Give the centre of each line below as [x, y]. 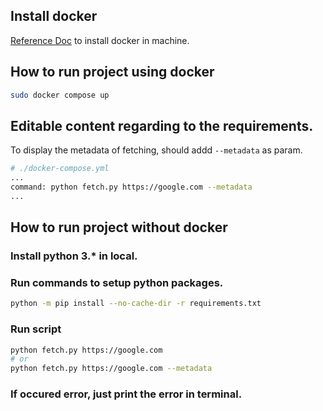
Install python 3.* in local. [74, 256]
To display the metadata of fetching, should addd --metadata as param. [156, 150]
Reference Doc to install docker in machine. [100, 40]
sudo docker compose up [60, 95]
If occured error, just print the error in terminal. [126, 394]
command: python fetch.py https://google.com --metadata [131, 187]
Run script [36, 329]
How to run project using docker [112, 72]
